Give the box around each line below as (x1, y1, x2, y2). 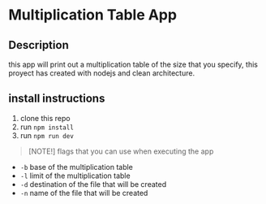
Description (8, 38, 69, 52)
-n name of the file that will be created (19, 188, 148, 197)
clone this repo (19, 113, 71, 123)
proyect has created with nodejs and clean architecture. (8, 68, 195, 78)
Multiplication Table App (8, 6, 177, 24)
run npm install (19, 122, 75, 132)
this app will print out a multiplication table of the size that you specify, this (8, 59, 258, 69)
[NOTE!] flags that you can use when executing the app (28, 146, 214, 156)
